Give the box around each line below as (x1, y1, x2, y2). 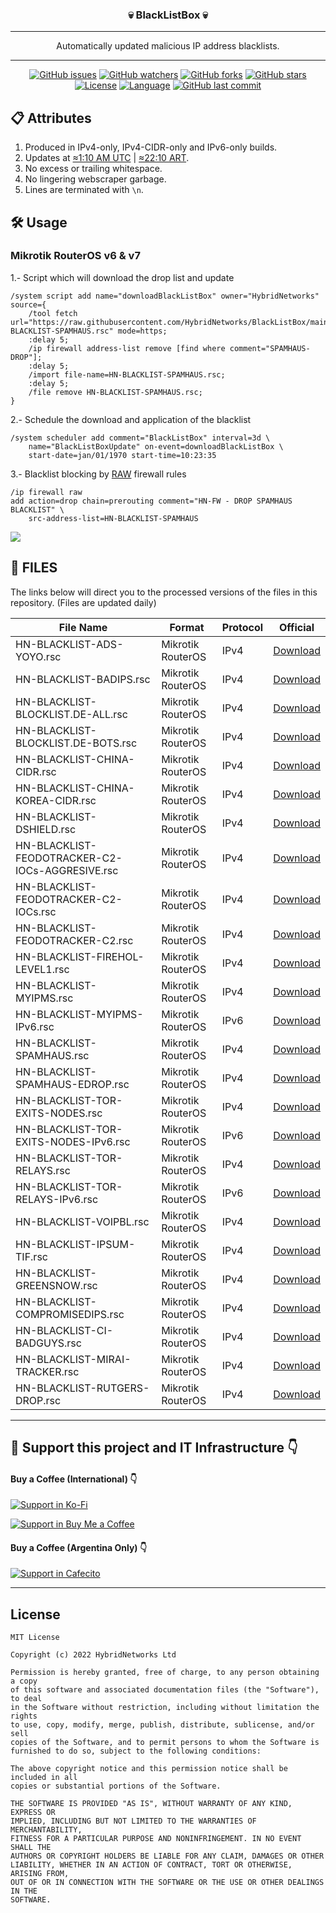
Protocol (221, 620, 264, 634)
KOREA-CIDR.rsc (15, 793, 97, 807)
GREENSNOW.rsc (15, 1278, 98, 1292)
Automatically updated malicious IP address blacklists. (56, 40, 280, 52)
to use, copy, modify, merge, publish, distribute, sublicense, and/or (10, 1720, 315, 1730)
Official (278, 620, 315, 634)
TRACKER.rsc (15, 1364, 80, 1378)
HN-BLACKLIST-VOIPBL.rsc (15, 1214, 150, 1228)
